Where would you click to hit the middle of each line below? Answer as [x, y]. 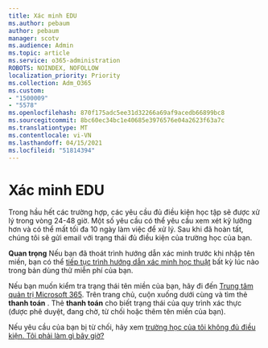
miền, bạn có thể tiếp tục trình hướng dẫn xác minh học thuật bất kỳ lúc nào [134, 262]
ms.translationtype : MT [48, 128]
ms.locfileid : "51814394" [52, 150]
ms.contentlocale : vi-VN [50, 135]
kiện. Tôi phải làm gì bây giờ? [56, 336]
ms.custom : [27, 90]
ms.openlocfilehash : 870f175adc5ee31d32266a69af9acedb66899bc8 [117, 113]
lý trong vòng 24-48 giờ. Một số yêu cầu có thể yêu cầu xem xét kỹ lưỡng [130, 221]
